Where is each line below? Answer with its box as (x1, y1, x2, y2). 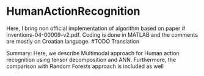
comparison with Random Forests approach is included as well (6, 63, 164, 70)
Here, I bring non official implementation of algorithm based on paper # (6, 25, 186, 32)
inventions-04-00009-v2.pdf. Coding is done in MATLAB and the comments (6, 31, 199, 38)
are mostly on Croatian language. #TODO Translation (6, 37, 140, 45)
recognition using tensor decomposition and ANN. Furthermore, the (6, 56, 177, 63)
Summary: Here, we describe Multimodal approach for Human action (6, 49, 180, 56)
